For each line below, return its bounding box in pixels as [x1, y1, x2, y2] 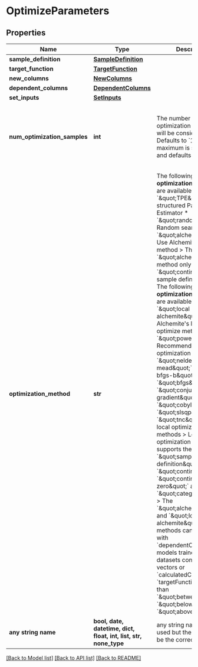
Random [156, 223, 180, 232]
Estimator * [156, 209, 189, 217]
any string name [9, 628, 56, 636]
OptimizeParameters [6, 4, 110, 18]
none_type [93, 639, 124, 648]
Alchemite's [156, 320, 190, 327]
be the [156, 636, 175, 643]
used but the [156, 628, 192, 636]
